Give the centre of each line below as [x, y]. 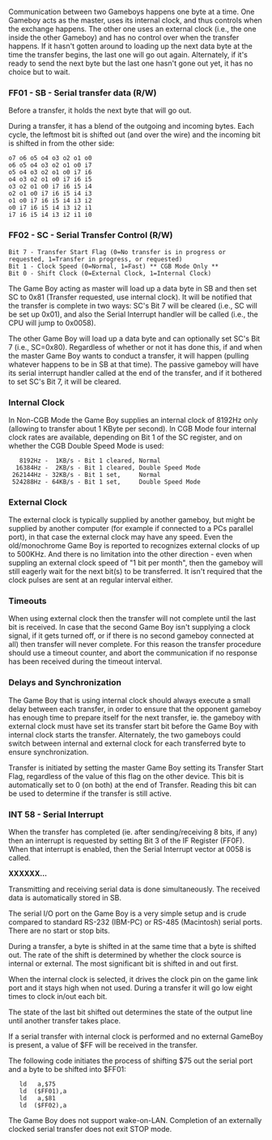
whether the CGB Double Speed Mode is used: [86, 445]
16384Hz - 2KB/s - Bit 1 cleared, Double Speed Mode [108, 468]
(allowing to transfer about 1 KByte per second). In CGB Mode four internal [132, 428]
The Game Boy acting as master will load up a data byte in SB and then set [133, 288]
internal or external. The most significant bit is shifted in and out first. [123, 963]
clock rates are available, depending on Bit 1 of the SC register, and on [125, 437]
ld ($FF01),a [43, 1091]
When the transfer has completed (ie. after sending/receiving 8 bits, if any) [133, 832]
